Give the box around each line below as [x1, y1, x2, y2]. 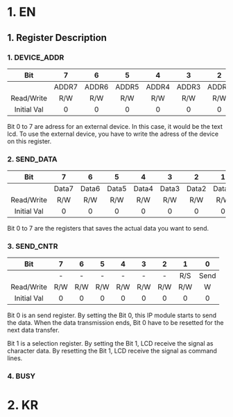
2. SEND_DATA [7, 154, 58, 163]
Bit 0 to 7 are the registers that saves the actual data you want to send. [7, 224, 209, 233]
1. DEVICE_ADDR [7, 53, 64, 62]
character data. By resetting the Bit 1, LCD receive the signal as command [7, 347, 217, 355]
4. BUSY [7, 371, 36, 381]
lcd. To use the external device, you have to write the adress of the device [7, 130, 219, 138]
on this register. [7, 136, 52, 145]
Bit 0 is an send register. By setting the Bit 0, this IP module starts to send [7, 311, 217, 319]
